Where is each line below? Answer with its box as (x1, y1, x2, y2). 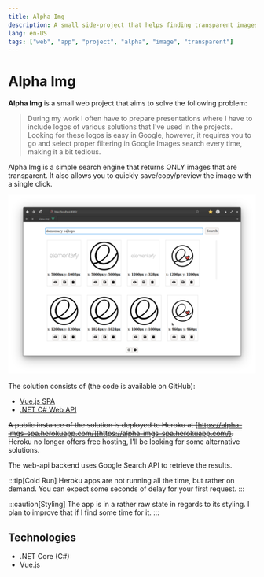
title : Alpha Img (8, 13, 65, 20)
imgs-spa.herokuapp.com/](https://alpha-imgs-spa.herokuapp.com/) (8, 429, 232, 438)
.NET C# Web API (19, 405, 77, 415)
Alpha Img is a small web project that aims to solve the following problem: (8, 98, 247, 108)
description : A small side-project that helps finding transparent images (8, 20, 258, 29)
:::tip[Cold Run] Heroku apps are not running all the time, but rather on (8, 476, 235, 486)
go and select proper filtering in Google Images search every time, (27, 139, 243, 149)
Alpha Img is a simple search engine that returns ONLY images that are (8, 162, 237, 172)
